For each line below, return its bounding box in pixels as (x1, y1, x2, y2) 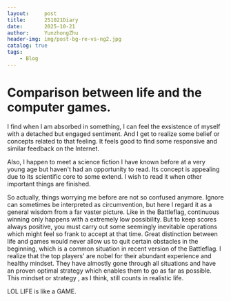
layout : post (7, 10, 57, 17)
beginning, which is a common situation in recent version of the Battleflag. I (7, 244, 222, 253)
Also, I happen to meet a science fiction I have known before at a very (7, 157, 205, 166)
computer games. (7, 99, 112, 115)
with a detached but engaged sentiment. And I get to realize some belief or (7, 129, 220, 138)
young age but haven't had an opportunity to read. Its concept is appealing (7, 165, 220, 173)
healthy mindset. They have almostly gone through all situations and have (7, 259, 216, 267)
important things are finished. (7, 179, 91, 188)
